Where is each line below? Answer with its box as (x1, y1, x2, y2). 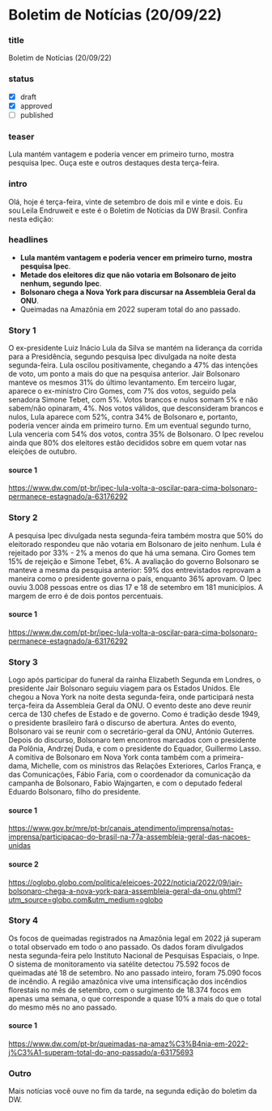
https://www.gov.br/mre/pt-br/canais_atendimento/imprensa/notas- (8, 824, 235, 833)
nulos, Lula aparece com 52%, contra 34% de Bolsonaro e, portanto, (8, 412, 238, 422)
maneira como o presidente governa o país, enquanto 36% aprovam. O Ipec (8, 574, 261, 583)
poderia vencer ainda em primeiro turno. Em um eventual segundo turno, (8, 420, 252, 431)
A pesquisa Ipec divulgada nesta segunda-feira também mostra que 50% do (8, 530, 264, 540)
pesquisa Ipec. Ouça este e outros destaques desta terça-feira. (8, 158, 220, 168)
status (8, 73, 35, 84)
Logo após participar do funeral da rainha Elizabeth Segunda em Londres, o (8, 675, 261, 685)
